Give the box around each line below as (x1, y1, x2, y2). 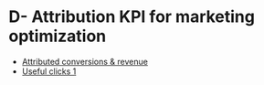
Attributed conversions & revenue (21, 56, 148, 67)
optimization (8, 26, 107, 47)
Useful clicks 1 (21, 66, 77, 77)
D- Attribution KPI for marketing (8, 6, 255, 27)
